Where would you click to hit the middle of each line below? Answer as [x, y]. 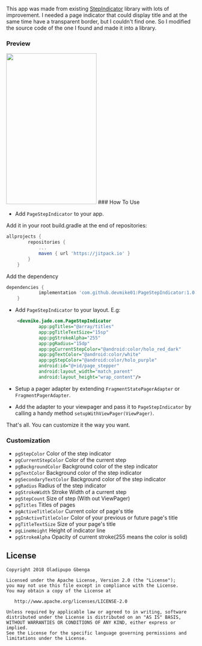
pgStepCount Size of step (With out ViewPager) [72, 499]
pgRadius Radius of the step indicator [61, 486]
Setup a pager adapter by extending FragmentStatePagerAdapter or [97, 388]
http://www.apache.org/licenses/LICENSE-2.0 [71, 601]
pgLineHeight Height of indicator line [60, 531]
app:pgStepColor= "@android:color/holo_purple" [98, 360]
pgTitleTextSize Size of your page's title [65, 524]
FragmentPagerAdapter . [43, 395]
